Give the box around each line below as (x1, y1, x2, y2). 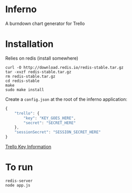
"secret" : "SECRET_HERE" (23, 120, 76, 125)
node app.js (5, 182, 30, 188)
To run (5, 161, 33, 173)
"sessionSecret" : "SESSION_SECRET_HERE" (14, 130, 101, 135)
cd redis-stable (5, 78, 40, 84)
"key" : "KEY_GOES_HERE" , (23, 116, 76, 121)
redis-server (5, 178, 33, 183)
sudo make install (5, 87, 44, 92)
